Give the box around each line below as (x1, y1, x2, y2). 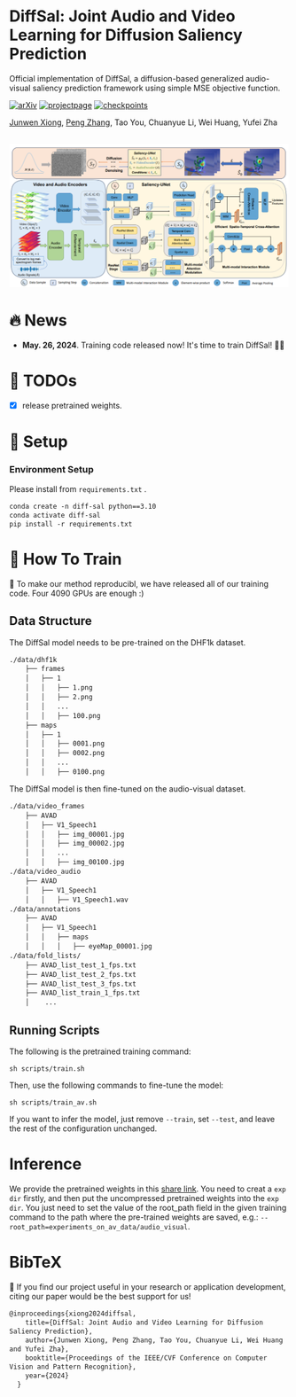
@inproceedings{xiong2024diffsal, (9, 1309, 137, 1318)
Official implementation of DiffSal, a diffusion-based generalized (9, 73, 244, 83)
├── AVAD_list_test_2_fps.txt (25, 970, 137, 979)
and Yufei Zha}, (9, 1345, 69, 1354)
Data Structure (9, 613, 93, 628)
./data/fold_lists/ (9, 951, 82, 960)
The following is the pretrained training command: (9, 1046, 191, 1057)
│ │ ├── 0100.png (25, 768, 105, 777)
